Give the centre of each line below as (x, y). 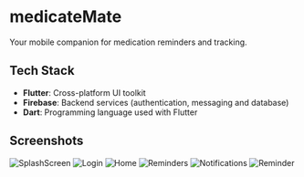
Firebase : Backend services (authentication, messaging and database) (156, 102)
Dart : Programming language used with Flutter (110, 112)
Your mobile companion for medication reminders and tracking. (129, 42)
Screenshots (47, 141)
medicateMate (66, 17)
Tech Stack (42, 71)
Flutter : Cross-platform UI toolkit (84, 92)
